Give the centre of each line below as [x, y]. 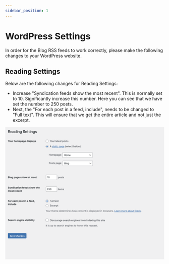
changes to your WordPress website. [44, 56]
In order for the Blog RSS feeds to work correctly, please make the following [84, 50]
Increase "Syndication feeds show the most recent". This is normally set [87, 93]
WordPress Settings [48, 36]
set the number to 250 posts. [43, 104]
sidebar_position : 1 [27, 11]
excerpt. [21, 120]
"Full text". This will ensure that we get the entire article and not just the [87, 115]
